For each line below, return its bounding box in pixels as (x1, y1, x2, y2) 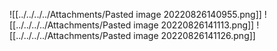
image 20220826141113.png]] (133, 19, 255, 31)
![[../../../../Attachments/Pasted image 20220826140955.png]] (9, 9, 262, 20)
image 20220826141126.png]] (133, 30, 256, 41)
